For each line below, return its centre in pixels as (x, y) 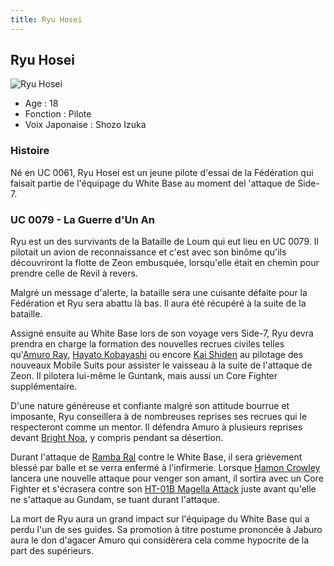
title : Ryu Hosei (46, 19)
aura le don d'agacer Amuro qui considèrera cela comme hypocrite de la (160, 540)
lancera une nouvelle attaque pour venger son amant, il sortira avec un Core (167, 478)
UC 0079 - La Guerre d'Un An (82, 219)
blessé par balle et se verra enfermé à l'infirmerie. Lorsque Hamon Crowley (165, 468)
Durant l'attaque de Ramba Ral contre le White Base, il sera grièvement (156, 457)
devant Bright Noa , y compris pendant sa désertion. (117, 438)
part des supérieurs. (52, 551)
